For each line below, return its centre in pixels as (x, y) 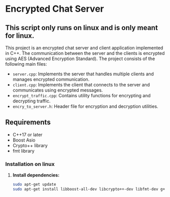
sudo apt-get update (34, 185)
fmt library (23, 151)
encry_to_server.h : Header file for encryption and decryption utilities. (85, 106)
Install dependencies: (36, 175)
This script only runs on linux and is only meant (82, 28)
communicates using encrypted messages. (58, 90)
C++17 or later (27, 134)
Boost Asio (24, 140)
